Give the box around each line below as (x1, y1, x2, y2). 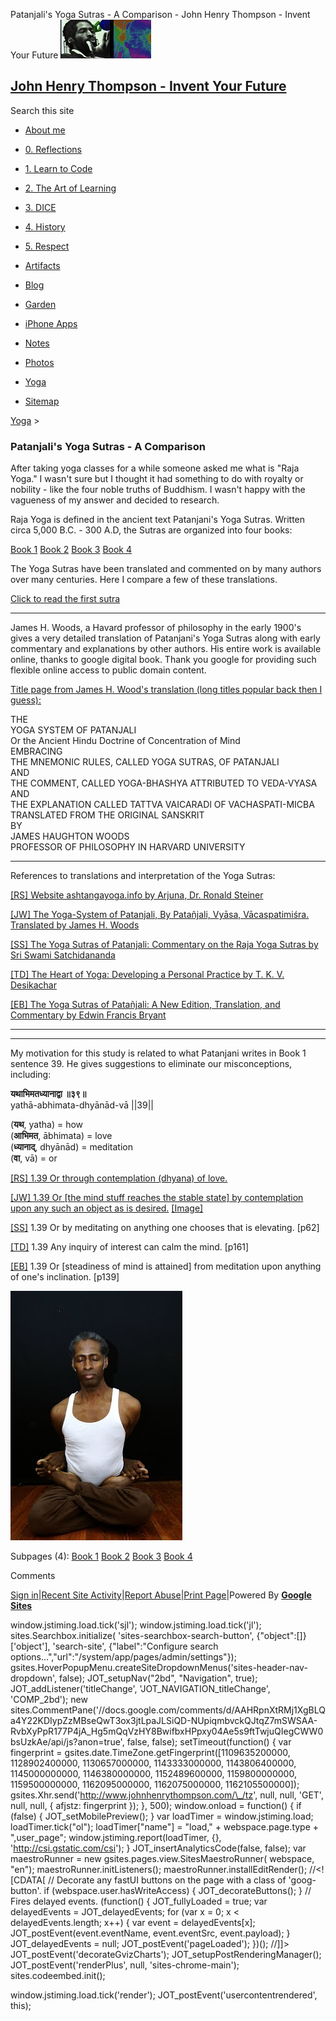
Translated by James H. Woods (10, 919, 140, 931)
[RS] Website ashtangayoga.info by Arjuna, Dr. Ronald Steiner (10, 889, 264, 901)
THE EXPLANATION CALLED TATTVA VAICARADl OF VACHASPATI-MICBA (10, 799, 315, 811)
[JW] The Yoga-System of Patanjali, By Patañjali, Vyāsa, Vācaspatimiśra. (10, 909, 310, 921)
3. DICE (24, 201, 57, 213)
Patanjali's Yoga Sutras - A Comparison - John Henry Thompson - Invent (10, 9, 311, 20)
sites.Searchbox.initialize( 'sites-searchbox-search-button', (10, 1630, 255, 1642)
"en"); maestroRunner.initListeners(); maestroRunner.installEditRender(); (10, 1864, 308, 1876)
